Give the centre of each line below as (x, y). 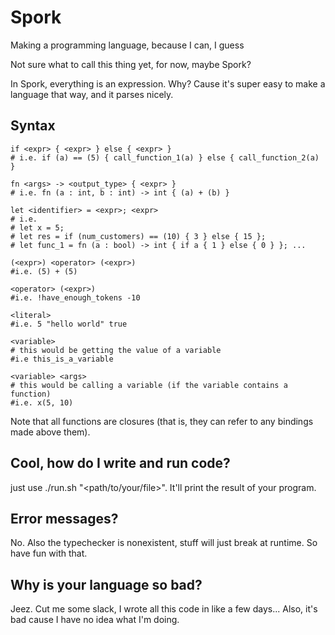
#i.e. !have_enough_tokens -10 (75, 297)
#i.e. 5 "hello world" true (69, 324)
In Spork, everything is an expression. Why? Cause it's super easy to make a (168, 83)
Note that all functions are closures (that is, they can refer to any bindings (162, 421)
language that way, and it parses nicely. (92, 94)
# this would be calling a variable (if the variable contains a (149, 385)
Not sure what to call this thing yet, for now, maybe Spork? (131, 64)
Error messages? (64, 518)
